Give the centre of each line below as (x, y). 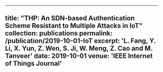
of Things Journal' (33, 64)
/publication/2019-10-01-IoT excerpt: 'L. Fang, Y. (81, 41)
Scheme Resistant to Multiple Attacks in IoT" (74, 26)
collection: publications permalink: (59, 34)
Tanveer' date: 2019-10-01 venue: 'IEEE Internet (79, 56)
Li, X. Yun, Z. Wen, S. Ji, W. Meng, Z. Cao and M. (79, 49)
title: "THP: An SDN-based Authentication (70, 18)
